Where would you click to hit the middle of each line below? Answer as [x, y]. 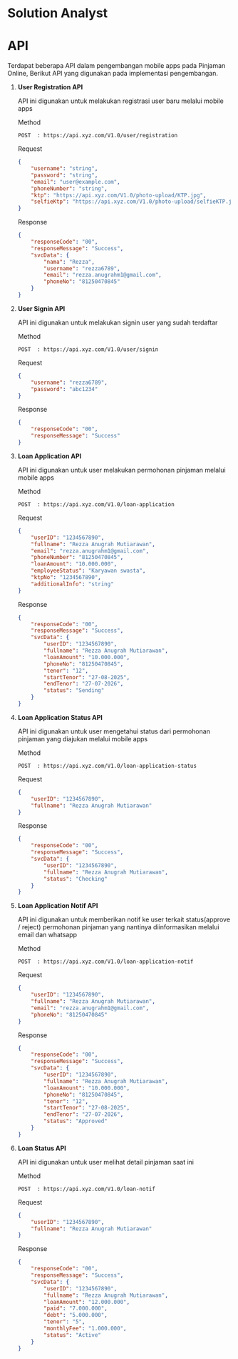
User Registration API [50, 87]
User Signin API [41, 308]
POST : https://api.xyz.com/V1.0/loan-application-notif [105, 962]
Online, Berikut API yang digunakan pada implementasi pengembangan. [113, 74]
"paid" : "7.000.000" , [76, 1309]
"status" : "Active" [72, 1335]
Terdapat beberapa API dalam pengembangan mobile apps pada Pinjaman [117, 66]
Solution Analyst [58, 13]
